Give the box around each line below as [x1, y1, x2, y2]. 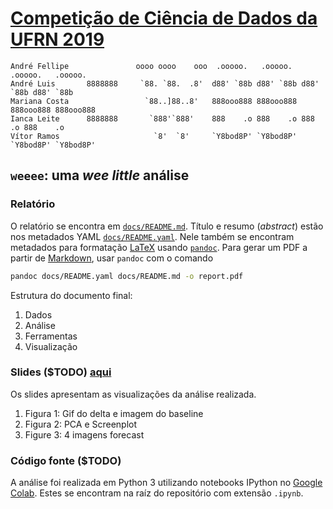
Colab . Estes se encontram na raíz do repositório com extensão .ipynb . [10, 487, 304, 499]
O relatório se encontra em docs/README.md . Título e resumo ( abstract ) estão [10, 220, 324, 232]
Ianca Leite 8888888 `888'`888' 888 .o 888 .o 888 [10, 113, 315, 124]
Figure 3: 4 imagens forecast [24, 428, 145, 441]
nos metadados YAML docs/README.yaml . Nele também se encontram [10, 230, 295, 242]
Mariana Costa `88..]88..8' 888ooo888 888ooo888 [10, 96, 298, 106]
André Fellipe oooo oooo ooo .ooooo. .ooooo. [10, 61, 293, 71]
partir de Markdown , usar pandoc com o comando [10, 252, 214, 264]
